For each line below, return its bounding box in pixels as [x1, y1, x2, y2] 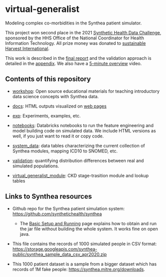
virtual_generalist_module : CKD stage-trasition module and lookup [12, 172, 149, 178]
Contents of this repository [5, 75, 91, 83]
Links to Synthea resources [5, 192, 92, 201]
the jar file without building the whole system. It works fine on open [19, 226, 158, 232]
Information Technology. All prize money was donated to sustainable [5, 40, 146, 46]
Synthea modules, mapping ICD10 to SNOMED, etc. [12, 148, 118, 154]
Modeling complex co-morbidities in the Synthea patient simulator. [5, 20, 142, 26]
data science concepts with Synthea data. [12, 93, 99, 99]
